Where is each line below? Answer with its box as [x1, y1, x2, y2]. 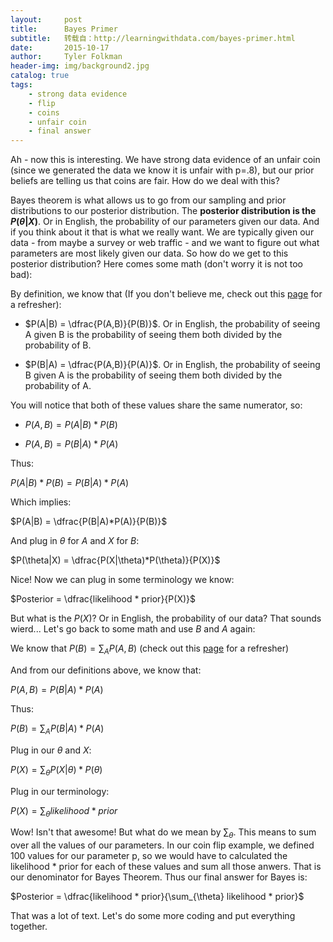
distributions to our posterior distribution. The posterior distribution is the [10, 205, 317, 217]
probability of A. [24, 380, 92, 392]
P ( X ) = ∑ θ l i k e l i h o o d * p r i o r [10, 804, 118, 819]
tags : [10, 80, 33, 90]
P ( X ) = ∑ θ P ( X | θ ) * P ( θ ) [10, 763, 103, 778]
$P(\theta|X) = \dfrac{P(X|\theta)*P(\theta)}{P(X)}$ [10, 554, 221, 566]
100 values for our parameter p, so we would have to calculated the [10, 850, 288, 862]
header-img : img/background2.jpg [10, 61, 150, 71]
